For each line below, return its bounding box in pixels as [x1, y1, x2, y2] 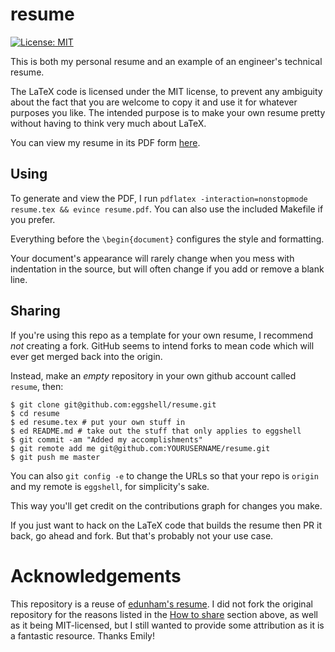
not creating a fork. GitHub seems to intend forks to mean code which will [10, 339, 315, 352]
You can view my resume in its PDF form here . [10, 136, 201, 148]
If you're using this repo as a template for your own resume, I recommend [10, 329, 313, 341]
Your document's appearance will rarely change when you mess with [10, 252, 295, 264]
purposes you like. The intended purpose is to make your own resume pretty [10, 106, 326, 118]
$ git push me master [10, 452, 101, 462]
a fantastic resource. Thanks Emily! [10, 629, 156, 642]
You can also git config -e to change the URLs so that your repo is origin [10, 469, 319, 482]
